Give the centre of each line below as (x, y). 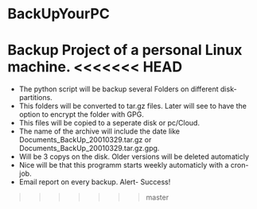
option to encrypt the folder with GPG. (81, 114)
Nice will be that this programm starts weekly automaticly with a (124, 165)
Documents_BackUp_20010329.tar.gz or (85, 140)
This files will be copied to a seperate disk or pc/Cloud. (109, 123)
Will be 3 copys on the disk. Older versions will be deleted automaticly (134, 157)
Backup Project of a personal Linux (125, 50)
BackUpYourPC (59, 14)
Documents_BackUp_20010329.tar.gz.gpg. (89, 149)
